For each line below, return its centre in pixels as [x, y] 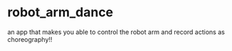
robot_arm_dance [60, 12]
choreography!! [30, 39]
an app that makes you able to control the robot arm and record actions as [116, 32]
